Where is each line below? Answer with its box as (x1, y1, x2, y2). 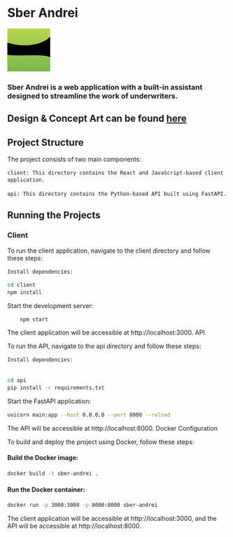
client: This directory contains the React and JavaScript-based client (7, 169, 224, 176)
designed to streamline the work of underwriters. (7, 91, 178, 101)
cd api (7, 377, 27, 384)
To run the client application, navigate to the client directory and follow (7, 246, 211, 255)
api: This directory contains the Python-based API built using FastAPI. (7, 190, 227, 197)
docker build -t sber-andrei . (7, 470, 99, 477)
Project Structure (7, 137, 84, 148)
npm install (7, 288, 42, 295)
